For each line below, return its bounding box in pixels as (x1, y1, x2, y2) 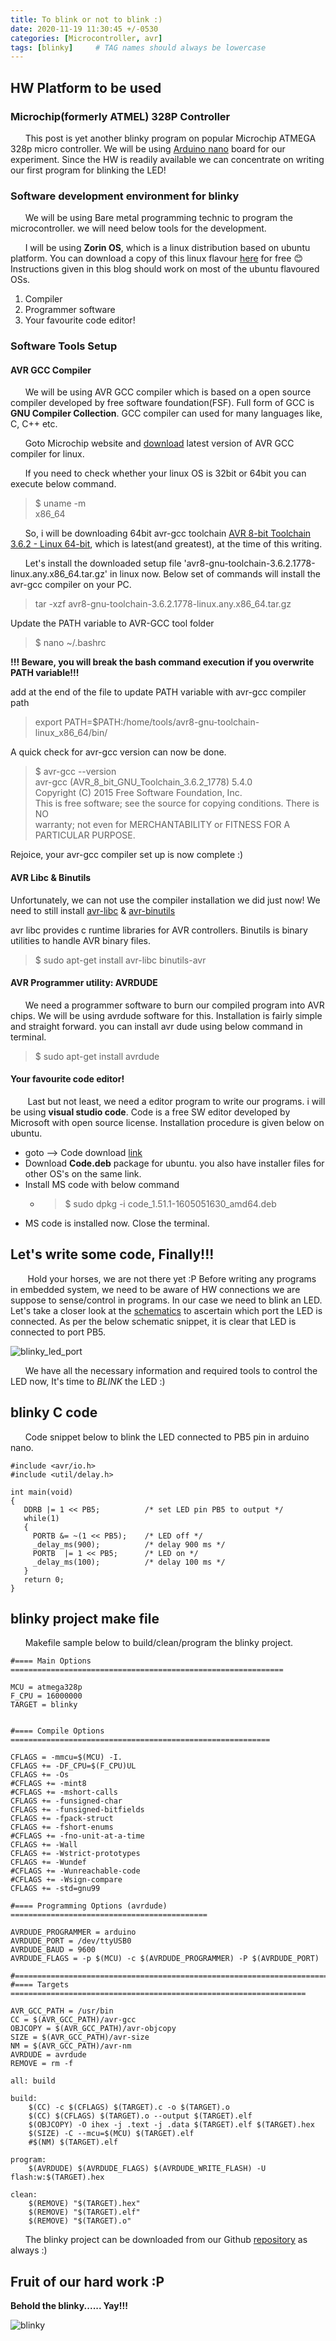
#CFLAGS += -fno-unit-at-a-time (10, 1831, 145, 1841)
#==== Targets (10, 1980, 70, 1990)
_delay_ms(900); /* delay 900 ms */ (32, 1539, 226, 1550)
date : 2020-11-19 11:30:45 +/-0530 (10, 24, 159, 34)
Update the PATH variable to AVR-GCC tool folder (10, 617, 215, 630)
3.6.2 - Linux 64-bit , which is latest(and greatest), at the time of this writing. (10, 538, 323, 550)
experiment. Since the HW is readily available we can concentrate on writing (10, 153, 325, 165)
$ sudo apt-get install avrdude (34, 1050, 160, 1062)
